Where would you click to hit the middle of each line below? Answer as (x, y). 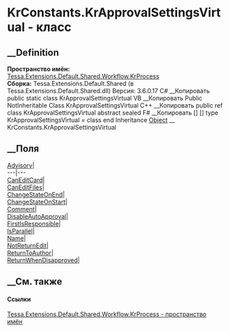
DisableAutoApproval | (38, 216)
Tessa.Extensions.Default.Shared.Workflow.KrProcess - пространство (107, 314)
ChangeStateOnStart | (37, 202)
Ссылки (19, 299)
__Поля (23, 149)
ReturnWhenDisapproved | (43, 260)
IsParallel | (21, 230)
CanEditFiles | (26, 187)
